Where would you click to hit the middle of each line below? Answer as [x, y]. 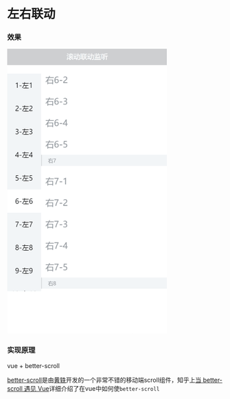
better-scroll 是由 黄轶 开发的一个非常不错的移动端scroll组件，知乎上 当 [104, 380]
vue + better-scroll [34, 365]
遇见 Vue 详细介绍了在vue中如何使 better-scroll [92, 388]
